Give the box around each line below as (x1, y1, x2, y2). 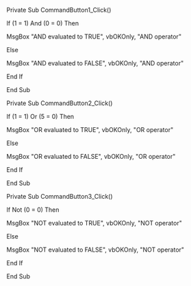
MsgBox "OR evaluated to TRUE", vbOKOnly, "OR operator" (6, 126, 174, 133)
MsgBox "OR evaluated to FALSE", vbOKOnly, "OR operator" (6, 153, 176, 160)
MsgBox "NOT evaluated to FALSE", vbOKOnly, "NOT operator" (6, 245, 185, 254)
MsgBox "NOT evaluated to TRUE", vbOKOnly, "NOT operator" (6, 219, 182, 227)
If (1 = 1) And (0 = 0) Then (6, 19, 79, 27)
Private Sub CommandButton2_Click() (6, 99, 113, 107)
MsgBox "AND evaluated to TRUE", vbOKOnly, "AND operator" (6, 32, 182, 41)
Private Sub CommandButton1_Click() (6, 6, 112, 14)
